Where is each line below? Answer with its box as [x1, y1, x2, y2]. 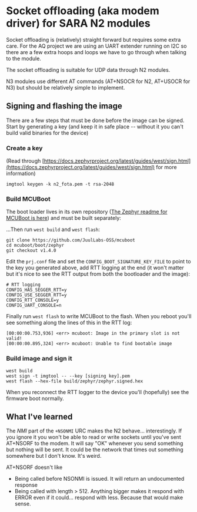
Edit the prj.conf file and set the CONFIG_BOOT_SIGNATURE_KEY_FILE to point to [6, 258, 191, 265]
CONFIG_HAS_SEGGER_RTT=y [6, 287, 67, 293]
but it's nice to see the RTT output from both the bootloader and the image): [6, 270, 190, 278]
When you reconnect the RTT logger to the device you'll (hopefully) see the [6, 388, 189, 395]
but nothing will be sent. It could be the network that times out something [6, 446, 183, 453]
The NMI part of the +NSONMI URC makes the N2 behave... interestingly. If [6, 427, 182, 434]
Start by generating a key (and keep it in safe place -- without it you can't [6, 123, 183, 130]
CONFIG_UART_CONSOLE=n [6, 302, 62, 309]
